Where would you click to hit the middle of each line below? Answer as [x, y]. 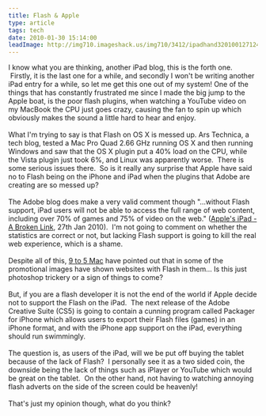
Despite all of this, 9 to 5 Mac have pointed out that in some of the [116, 261]
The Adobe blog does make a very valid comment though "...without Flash [129, 202]
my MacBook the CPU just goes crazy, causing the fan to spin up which [125, 110]
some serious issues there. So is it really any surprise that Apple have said [130, 168]
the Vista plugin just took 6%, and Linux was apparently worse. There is [126, 160]
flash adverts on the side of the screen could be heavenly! [103, 387]
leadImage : [26, 45]
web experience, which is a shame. [66, 244]
